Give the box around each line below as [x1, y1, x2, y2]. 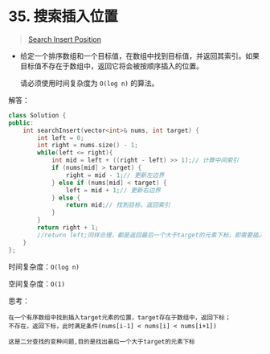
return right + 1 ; [37, 224, 99, 232]
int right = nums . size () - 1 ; [37, 142, 138, 150]
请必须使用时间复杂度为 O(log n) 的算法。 [19, 78, 159, 88]
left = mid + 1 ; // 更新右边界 [65, 186, 161, 194]
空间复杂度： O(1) [8, 278, 66, 288]
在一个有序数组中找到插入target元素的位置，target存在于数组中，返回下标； [8, 313, 231, 322]
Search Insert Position [27, 34, 102, 44]
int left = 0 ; [37, 134, 84, 142]
